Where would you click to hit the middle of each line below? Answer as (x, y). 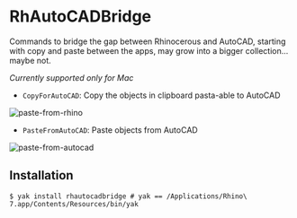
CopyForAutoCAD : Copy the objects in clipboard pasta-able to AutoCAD (151, 95)
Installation (41, 175)
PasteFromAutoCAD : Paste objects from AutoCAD (110, 130)
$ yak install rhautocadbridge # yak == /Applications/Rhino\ (128, 196)
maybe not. (30, 60)
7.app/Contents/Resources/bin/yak (74, 204)
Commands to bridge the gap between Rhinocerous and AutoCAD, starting (148, 41)
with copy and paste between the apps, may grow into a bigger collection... (149, 50)
